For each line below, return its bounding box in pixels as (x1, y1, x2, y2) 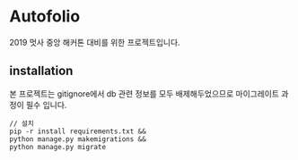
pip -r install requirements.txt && (9, 127, 146, 136)
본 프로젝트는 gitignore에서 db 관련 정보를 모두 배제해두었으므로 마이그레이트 (9, 88, 280, 99)
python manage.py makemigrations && (9, 134, 146, 144)
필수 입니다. (25, 99, 67, 110)
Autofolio (9, 6, 81, 27)
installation (9, 63, 74, 79)
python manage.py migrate (9, 142, 106, 151)
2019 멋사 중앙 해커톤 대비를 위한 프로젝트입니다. (9, 37, 181, 47)
